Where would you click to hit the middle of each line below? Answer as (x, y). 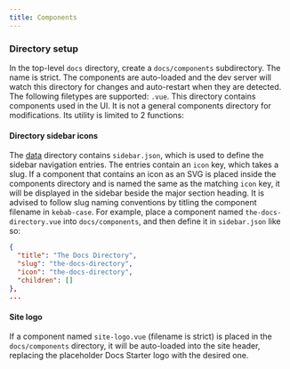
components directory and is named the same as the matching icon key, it (145, 184)
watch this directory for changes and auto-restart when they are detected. (145, 86)
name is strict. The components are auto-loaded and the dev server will (140, 77)
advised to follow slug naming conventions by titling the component (133, 203)
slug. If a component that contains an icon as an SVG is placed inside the (143, 174)
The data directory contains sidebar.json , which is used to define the (137, 156)
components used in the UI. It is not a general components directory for (140, 105)
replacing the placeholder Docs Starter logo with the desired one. (129, 356)
